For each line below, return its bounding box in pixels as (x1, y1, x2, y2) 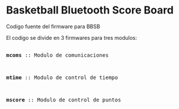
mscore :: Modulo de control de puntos (6, 96, 121, 103)
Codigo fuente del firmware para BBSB (6, 23, 100, 30)
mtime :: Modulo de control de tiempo (6, 74, 118, 81)
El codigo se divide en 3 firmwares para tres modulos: (6, 34, 137, 41)
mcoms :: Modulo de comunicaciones (6, 52, 109, 59)
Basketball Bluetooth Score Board (6, 4, 174, 17)
